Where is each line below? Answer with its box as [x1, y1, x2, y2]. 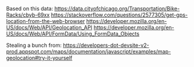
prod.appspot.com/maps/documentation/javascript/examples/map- [6, 48, 171, 55]
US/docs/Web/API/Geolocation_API [6, 24, 93, 31]
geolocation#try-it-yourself [6, 55, 73, 61]
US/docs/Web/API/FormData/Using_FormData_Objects [6, 30, 139, 37]
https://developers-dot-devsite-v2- [63, 42, 150, 49]
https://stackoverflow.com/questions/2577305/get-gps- [50, 11, 188, 18]
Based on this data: [6, 5, 53, 12]
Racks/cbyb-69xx [6, 11, 50, 18]
